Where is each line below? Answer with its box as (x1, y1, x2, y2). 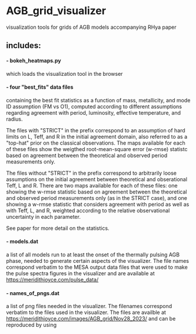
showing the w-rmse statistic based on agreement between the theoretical (6, 188, 187, 195)
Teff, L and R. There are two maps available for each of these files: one (6, 182, 178, 189)
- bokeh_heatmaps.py (6, 57, 61, 64)
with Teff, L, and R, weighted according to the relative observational (6, 207, 170, 214)
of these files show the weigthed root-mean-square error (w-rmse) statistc (6, 145, 188, 152)
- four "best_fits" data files (6, 83, 74, 91)
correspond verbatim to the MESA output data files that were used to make (6, 263, 188, 270)
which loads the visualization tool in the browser (6, 70, 123, 77)
